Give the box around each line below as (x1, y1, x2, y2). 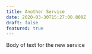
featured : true (6, 25, 44, 31)
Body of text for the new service (6, 42, 85, 49)
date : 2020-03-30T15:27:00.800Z (6, 14, 86, 20)
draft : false (6, 20, 39, 26)
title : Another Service (6, 8, 65, 15)
